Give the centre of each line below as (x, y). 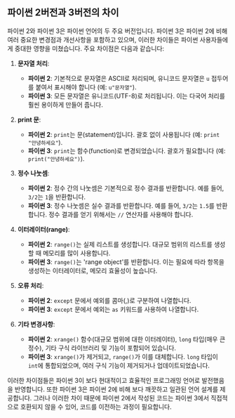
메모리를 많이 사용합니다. (77, 253)
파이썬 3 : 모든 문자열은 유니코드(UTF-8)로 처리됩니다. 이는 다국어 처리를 (127, 96)
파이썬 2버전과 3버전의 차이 (63, 13)
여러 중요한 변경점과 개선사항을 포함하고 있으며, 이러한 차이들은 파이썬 (103, 39)
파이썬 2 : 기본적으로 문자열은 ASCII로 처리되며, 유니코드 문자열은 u (119, 78)
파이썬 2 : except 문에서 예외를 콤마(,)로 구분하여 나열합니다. (109, 300)
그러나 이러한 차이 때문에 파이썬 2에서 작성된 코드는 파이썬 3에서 (121, 398)
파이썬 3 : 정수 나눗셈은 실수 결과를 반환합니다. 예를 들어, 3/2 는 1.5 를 (121, 205)
